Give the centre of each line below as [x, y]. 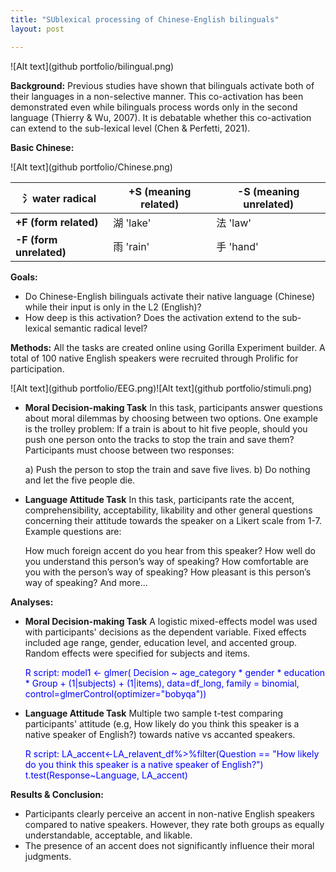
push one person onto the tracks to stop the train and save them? [159, 439]
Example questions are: [73, 531]
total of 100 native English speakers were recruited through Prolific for [154, 358]
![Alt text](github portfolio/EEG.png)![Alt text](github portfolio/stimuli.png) [161, 388]
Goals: [24, 277]
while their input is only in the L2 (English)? [113, 307]
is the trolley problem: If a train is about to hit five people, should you [166, 428]
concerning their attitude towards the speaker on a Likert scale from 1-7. [173, 520]
